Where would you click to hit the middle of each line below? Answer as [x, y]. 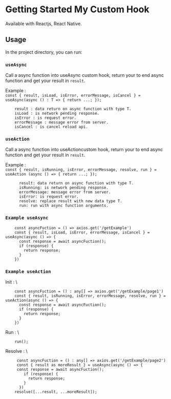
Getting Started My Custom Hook [77, 9]
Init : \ [11, 282]
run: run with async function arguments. [64, 206]
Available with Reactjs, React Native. [44, 24]
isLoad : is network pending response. [57, 114]
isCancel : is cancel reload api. [51, 127]
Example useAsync [27, 218]
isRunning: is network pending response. [64, 188]
